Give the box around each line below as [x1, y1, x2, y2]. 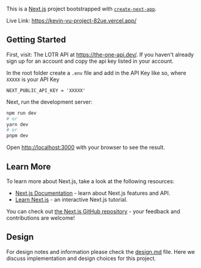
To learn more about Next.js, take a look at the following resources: [6, 178, 175, 185]
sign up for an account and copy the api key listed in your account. [6, 57, 174, 65]
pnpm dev [6, 132, 29, 139]
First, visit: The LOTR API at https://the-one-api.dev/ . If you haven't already [6, 51, 194, 58]
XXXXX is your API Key [6, 76, 60, 83]
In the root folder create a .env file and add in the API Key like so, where [6, 69, 187, 76]
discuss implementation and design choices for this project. [6, 255, 157, 262]
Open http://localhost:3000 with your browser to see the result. [6, 143, 166, 151]
